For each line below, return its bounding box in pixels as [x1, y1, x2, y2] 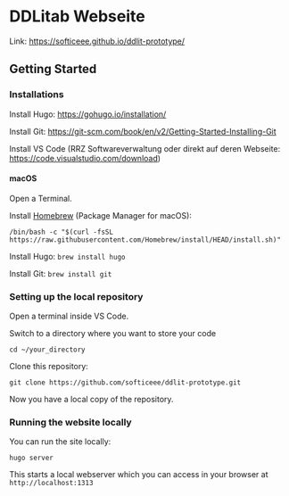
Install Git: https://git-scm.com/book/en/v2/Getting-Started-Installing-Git [9, 126, 277, 136]
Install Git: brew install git [9, 268, 112, 278]
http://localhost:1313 [9, 479, 94, 488]
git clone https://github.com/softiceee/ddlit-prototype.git [9, 378, 242, 387]
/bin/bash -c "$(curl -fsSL [9, 227, 114, 236]
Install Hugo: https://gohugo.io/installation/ [9, 109, 167, 120]
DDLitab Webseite [9, 6, 145, 27]
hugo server [9, 453, 54, 463]
